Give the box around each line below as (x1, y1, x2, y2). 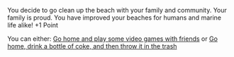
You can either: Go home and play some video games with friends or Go (7, 34, 218, 43)
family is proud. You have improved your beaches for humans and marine (7, 13, 222, 22)
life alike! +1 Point (7, 21, 59, 29)
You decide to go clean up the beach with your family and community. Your (7, 6, 227, 14)
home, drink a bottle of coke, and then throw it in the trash (7, 42, 177, 50)
